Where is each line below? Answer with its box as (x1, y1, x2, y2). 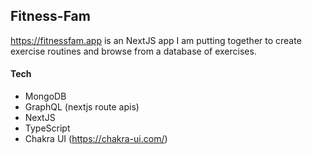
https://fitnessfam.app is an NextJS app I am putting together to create (10, 34, 302, 46)
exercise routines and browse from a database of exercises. (10, 45, 257, 57)
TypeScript (24, 122, 71, 134)
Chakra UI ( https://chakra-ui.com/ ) (24, 133, 168, 145)
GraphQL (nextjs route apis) (24, 101, 140, 113)
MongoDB (24, 90, 67, 103)
